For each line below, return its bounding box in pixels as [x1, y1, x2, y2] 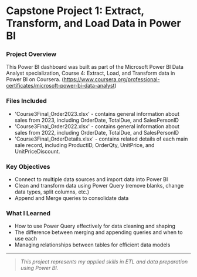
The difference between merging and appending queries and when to [14, 229, 183, 236]
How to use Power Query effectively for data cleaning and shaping [14, 222, 176, 230]
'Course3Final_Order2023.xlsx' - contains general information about [14, 110, 180, 117]
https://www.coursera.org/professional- [63, 76, 160, 83]
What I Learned [6, 209, 51, 217]
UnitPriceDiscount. [14, 148, 60, 155]
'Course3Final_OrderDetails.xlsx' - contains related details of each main [14, 135, 188, 142]
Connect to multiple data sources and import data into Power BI [14, 176, 168, 183]
